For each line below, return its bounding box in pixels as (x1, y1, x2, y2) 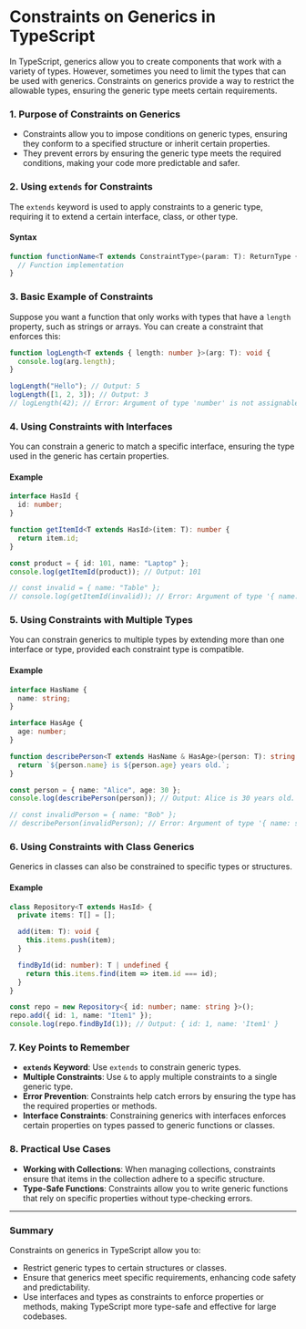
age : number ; (17, 727, 67, 736)
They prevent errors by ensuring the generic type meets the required (22, 148, 282, 159)
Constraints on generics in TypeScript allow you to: (9, 1244, 201, 1255)
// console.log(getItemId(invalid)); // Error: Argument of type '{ (9, 592, 275, 601)
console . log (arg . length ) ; (17, 357, 117, 366)
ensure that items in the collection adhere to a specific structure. (22, 1173, 266, 1184)
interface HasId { (9, 492, 79, 501)
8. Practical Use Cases (9, 1143, 111, 1156)
